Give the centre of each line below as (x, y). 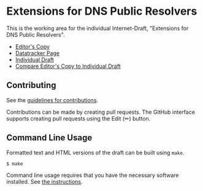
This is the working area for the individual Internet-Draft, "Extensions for (98, 28)
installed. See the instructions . (44, 182)
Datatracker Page (37, 53)
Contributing (31, 85)
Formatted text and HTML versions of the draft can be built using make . (95, 152)
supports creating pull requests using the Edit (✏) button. (79, 118)
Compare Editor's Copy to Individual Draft (68, 66)
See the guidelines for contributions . (52, 100)
